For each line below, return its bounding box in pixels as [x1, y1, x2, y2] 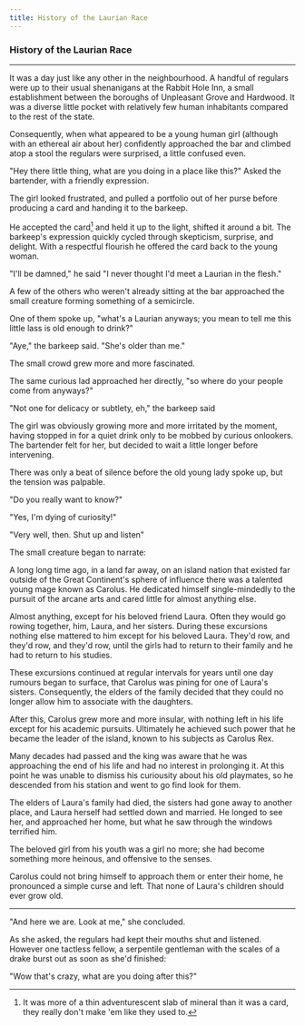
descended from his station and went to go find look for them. [9, 779, 241, 790]
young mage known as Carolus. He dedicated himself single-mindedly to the [9, 583, 296, 595]
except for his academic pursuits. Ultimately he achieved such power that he [9, 723, 296, 734]
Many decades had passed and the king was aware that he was [9, 750, 248, 761]
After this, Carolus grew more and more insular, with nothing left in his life [9, 714, 284, 725]
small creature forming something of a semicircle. [9, 295, 195, 306]
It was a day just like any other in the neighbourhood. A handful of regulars [9, 72, 289, 83]
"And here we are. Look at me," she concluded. [9, 916, 186, 927]
